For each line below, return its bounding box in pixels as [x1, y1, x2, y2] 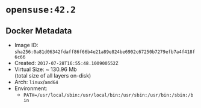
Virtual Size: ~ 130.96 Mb [14, 66, 77, 73]
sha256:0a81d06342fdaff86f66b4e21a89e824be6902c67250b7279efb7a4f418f [14, 49, 196, 55]
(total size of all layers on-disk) [14, 72, 91, 79]
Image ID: [14, 42, 39, 48]
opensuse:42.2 [5, 4, 76, 16]
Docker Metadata [5, 26, 72, 36]
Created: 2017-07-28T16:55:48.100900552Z [14, 60, 119, 66]
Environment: [14, 85, 48, 92]
